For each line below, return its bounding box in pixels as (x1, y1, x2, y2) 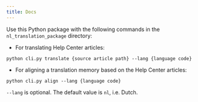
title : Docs (6, 8, 37, 15)
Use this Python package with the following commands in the (6, 25, 160, 33)
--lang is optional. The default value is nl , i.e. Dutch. (6, 89, 138, 96)
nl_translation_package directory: (6, 32, 93, 39)
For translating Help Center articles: (15, 44, 105, 51)
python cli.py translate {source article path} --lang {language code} (6, 55, 192, 61)
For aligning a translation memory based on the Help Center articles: (15, 66, 187, 73)
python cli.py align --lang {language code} (6, 78, 121, 84)
